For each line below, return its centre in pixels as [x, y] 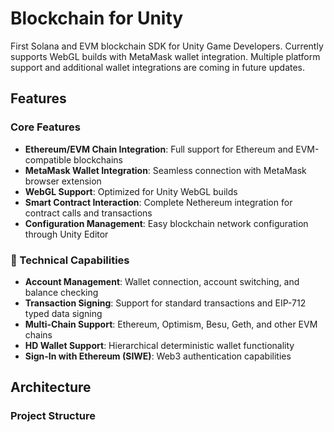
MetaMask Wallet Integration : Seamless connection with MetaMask [165, 170]
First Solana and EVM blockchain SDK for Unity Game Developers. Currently [167, 46]
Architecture [51, 387]
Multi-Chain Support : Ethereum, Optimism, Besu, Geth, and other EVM [171, 324]
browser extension [63, 181]
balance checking [61, 292]
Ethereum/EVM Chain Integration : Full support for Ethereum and [159, 149]
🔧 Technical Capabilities [70, 260]
